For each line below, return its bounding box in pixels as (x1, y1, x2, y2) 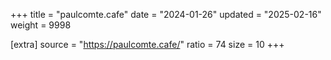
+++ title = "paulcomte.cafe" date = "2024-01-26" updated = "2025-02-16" (10, 9, 322, 20)
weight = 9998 (10, 19, 72, 31)
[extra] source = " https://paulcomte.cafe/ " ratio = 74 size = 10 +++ (10, 39, 285, 50)
